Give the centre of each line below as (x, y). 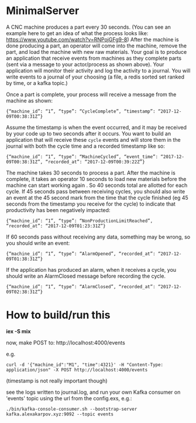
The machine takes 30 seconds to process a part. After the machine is (91, 173)
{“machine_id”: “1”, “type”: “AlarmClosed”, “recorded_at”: (81, 286)
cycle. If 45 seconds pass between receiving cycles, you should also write (96, 191)
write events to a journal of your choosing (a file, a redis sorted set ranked (95, 77)
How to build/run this (58, 315)
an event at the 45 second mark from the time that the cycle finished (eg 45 (97, 197)
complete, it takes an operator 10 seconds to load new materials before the (96, 179)
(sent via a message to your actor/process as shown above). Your (85, 64)
